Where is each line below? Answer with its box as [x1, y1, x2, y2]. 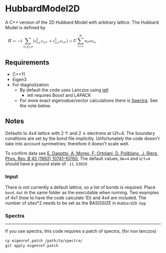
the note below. [19, 102, 51, 109]
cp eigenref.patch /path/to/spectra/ [5, 238, 83, 244]
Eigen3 [12, 76, 27, 82]
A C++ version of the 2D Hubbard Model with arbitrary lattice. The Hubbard [5, 19, 159, 25]
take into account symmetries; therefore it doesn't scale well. [5, 140, 129, 146]
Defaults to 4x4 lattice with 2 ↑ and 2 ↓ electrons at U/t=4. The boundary [5, 130, 156, 136]
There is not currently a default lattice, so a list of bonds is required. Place [5, 184, 156, 190]
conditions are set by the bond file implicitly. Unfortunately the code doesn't [5, 135, 160, 141]
